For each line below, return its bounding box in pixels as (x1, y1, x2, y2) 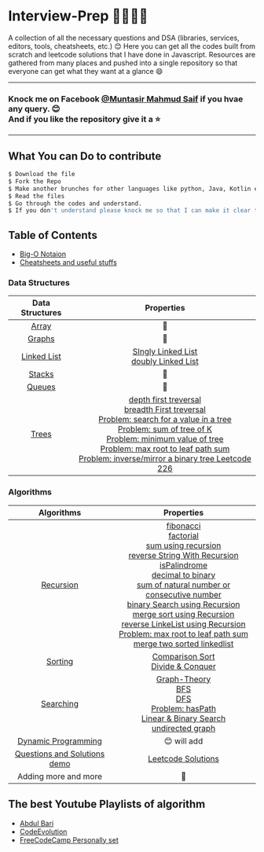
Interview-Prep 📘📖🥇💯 (8, 7, 148, 25)
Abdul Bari (19, 818, 54, 828)
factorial (168, 530, 199, 541)
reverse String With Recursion (128, 549, 239, 560)
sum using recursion (145, 540, 222, 551)
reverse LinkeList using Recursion (121, 619, 246, 630)
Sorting (46, 656, 74, 667)
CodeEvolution (19, 827, 68, 836)
